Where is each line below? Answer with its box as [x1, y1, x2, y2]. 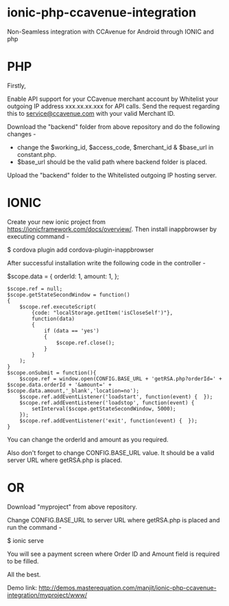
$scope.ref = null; [7, 285, 63, 292]
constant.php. [16, 150, 57, 158]
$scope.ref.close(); [56, 339, 115, 346]
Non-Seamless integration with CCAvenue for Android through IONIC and [7, 27, 215, 36]
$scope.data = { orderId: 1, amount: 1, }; [7, 272, 119, 280]
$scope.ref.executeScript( [19, 303, 97, 310]
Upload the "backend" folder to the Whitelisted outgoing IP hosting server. [7, 171, 217, 179]
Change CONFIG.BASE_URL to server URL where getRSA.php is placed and [7, 516, 221, 524]
